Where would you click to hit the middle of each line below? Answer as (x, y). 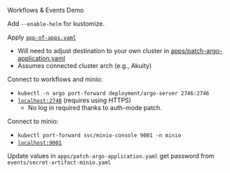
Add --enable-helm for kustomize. (56, 23)
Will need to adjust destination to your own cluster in (93, 51)
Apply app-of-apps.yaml (42, 37)
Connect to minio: (33, 121)
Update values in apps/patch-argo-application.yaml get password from (111, 156)
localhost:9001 (40, 143)
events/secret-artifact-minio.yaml (59, 162)
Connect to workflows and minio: (55, 79)
